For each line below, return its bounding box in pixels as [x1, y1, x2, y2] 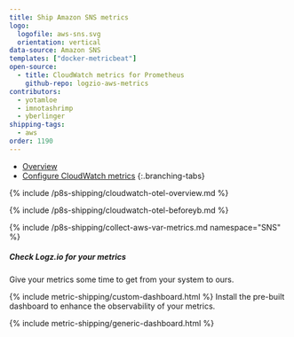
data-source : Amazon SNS [9, 46, 101, 55]
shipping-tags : [9, 121, 66, 129]
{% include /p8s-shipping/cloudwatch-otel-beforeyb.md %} [9, 205, 229, 216]
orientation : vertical [17, 37, 101, 47]
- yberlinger [17, 112, 66, 121]
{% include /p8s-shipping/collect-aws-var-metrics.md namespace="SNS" [9, 222, 282, 232]
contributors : [9, 87, 62, 96]
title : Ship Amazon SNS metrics [9, 12, 129, 22]
